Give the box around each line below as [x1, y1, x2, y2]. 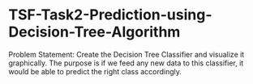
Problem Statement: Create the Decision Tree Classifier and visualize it [8, 49, 245, 59]
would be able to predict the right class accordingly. [8, 66, 182, 76]
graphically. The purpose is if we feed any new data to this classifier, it [8, 58, 244, 68]
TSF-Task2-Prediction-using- [8, 6, 212, 24]
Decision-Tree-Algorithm [8, 23, 181, 41]
